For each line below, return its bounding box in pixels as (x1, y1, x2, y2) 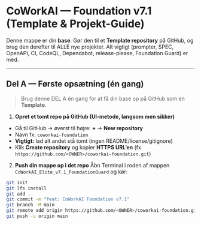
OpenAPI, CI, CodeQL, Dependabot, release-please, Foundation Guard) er (6, 49, 188, 56)
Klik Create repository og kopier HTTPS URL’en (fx (14, 143, 142, 151)
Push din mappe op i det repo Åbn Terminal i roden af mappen (14, 161, 170, 169)
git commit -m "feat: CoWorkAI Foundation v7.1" (6, 196, 130, 202)
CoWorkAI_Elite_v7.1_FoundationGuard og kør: (14, 168, 128, 175)
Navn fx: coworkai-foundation (14, 131, 89, 138)
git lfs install (6, 185, 47, 191)
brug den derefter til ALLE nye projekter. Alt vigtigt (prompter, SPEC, (6, 43, 174, 50)
